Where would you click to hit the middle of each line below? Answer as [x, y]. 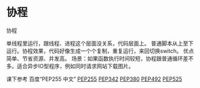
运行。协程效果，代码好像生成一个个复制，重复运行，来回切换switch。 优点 [100, 51]
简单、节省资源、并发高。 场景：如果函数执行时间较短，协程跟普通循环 [95, 58]
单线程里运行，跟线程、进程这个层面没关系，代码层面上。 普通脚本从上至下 [100, 43]
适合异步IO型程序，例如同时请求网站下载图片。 [75, 66]
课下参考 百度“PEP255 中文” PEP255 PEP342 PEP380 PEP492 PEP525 [94, 79]
